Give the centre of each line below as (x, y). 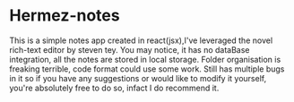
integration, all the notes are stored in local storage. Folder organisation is (145, 59)
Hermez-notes (65, 16)
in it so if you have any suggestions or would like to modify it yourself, (138, 78)
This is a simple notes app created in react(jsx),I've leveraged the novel (141, 40)
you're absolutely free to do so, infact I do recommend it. (114, 88)
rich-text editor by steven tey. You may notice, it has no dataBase (130, 49)
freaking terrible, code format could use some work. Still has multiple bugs (147, 69)
